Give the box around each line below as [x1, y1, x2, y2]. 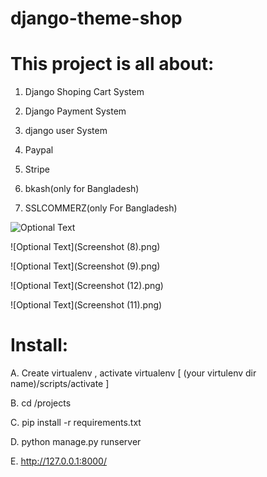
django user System [24, 125, 108, 137]
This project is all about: [10, 53, 215, 76]
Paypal [24, 144, 54, 156]
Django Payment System [24, 105, 127, 117]
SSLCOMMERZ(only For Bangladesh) [24, 202, 178, 214]
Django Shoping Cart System [24, 86, 145, 98]
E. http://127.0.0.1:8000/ [10, 455, 107, 467]
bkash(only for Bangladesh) [24, 183, 140, 195]
